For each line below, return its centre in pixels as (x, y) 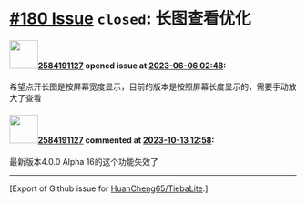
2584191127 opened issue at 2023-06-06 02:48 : (132, 66)
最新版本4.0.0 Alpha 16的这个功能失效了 (84, 161)
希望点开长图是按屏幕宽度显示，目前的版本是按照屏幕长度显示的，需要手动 (149, 86)
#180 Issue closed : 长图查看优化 (130, 19)
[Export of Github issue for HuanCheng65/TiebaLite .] (109, 188)
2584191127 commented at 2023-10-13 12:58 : (126, 140)
